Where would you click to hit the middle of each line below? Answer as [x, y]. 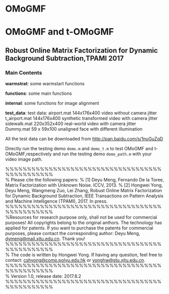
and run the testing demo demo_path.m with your [102, 154]
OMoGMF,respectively [29, 154]
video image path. [24, 159]
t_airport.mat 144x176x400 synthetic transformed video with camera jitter [81, 119]
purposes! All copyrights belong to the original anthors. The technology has [84, 223]
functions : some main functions [39, 93]
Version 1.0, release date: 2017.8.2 [46, 276]
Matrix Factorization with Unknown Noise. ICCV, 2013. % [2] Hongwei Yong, [84, 185]
